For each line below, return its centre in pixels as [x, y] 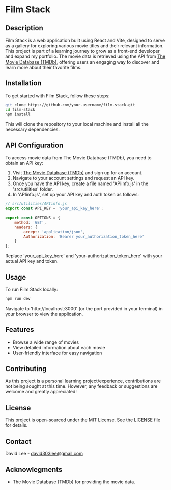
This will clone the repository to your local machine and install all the [77, 124]
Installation [23, 83]
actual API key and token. [32, 261]
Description [24, 28]
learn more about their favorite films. [44, 67]
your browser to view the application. [44, 314]
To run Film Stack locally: [32, 289]
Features [20, 330]
